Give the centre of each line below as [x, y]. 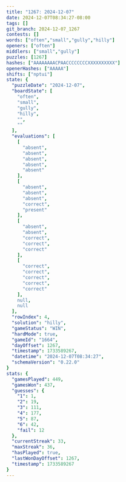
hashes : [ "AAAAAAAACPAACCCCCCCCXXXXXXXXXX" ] [63, 63]
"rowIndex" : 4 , [31, 317]
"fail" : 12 [31, 430]
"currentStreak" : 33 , [39, 441]
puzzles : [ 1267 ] [27, 57]
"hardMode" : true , [35, 334]
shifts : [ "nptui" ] [29, 74]
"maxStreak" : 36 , [34, 447]
